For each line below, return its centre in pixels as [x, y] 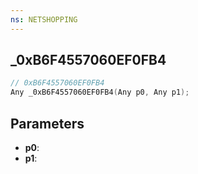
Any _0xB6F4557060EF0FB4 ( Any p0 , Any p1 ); [100, 92]
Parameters [47, 123]
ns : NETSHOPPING [44, 19]
